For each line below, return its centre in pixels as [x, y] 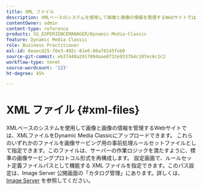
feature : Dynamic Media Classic [47, 40]
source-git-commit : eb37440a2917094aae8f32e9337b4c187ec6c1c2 [86, 57]
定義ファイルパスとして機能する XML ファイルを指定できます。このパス [100, 165]
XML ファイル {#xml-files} [73, 110]
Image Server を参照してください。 [50, 180]
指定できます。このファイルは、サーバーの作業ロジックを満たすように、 [101, 150]
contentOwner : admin [32, 23]
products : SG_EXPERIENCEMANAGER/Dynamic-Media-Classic [77, 34]
